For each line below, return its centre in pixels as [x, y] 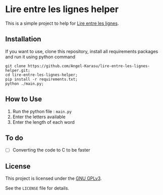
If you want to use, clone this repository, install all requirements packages [82, 51]
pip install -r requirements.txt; [42, 79]
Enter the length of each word [43, 122]
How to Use [24, 99]
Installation [23, 39]
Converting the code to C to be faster [51, 150]
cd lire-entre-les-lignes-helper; [42, 75]
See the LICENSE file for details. [37, 188]
